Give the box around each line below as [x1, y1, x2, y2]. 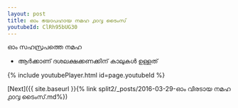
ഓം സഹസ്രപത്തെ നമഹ [7, 43, 82, 52]
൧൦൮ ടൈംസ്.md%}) [7, 92, 68, 101]
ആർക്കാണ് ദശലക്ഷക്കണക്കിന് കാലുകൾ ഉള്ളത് [17, 57, 158, 66]
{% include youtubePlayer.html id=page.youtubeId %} [7, 71, 166, 80]
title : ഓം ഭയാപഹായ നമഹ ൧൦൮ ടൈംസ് [7, 17, 126, 24]
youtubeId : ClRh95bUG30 [7, 23, 78, 30]
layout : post [7, 10, 46, 18]
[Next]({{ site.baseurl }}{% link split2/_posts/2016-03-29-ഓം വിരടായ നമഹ [7, 85, 231, 93]
